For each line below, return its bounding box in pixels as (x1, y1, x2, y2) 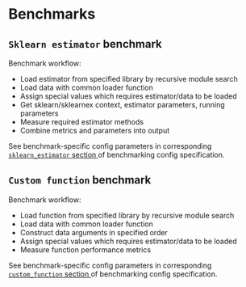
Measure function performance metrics (19, 244, 152, 255)
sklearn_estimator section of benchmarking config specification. (8, 150, 225, 159)
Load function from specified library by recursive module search (19, 210, 235, 220)
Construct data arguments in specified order (19, 227, 168, 237)
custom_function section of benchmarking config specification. (8, 268, 218, 279)
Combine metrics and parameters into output (19, 126, 170, 135)
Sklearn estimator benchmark (8, 37, 163, 51)
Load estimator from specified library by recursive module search (19, 74, 238, 83)
